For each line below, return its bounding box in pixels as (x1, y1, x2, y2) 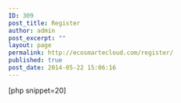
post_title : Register (8, 19, 81, 27)
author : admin (8, 26, 56, 34)
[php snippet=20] (8, 85, 66, 95)
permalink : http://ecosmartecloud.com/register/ (8, 49, 174, 57)
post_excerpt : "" (8, 34, 66, 42)
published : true (8, 57, 62, 65)
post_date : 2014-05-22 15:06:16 (8, 64, 116, 72)
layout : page (8, 42, 52, 50)
